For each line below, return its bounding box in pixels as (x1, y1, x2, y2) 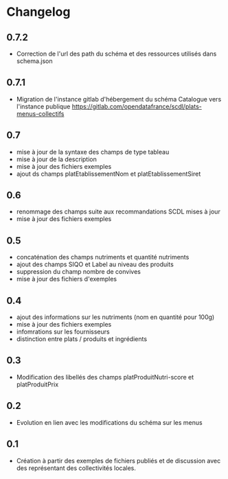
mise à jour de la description (16, 155, 98, 163)
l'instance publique (16, 102, 71, 110)
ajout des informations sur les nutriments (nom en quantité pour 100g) (16, 313, 215, 321)
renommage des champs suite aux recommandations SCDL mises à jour (16, 207, 220, 216)
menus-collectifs (16, 109, 65, 117)
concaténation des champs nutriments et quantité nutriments (16, 253, 190, 261)
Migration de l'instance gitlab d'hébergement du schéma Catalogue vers (16, 95, 222, 103)
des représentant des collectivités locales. (16, 464, 137, 472)
